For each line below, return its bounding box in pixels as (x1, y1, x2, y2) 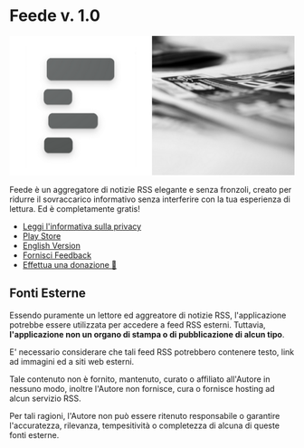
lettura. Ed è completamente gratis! (9, 204, 140, 214)
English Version (22, 241, 81, 252)
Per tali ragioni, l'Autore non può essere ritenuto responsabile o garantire (9, 410, 280, 421)
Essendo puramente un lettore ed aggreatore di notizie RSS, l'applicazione (9, 310, 287, 320)
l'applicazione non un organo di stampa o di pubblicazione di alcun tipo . (9, 329, 285, 339)
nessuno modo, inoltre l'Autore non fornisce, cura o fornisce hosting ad (9, 383, 275, 394)
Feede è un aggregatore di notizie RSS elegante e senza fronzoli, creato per (9, 185, 292, 195)
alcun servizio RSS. (9, 393, 81, 404)
